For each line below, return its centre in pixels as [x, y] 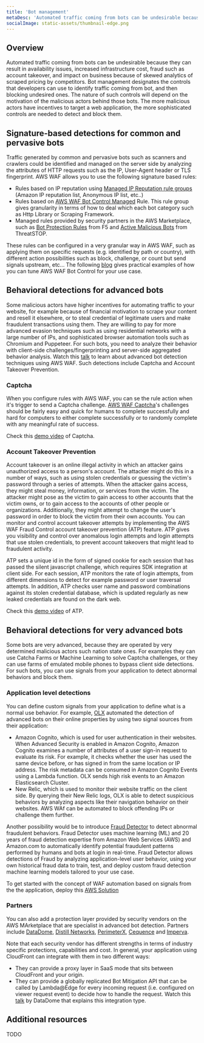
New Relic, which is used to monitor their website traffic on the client [101, 789]
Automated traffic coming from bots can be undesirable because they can [99, 63]
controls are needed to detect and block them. [64, 114]
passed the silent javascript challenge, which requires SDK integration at [97, 567]
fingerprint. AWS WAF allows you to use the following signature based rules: [102, 176]
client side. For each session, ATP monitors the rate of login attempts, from [100, 573]
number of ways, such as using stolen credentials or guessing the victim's [99, 478]
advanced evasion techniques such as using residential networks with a [96, 330]
